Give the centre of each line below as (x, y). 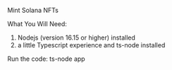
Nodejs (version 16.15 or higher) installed (76, 37)
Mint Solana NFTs (33, 10)
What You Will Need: (37, 24)
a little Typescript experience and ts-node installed (91, 45)
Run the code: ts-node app (47, 59)
